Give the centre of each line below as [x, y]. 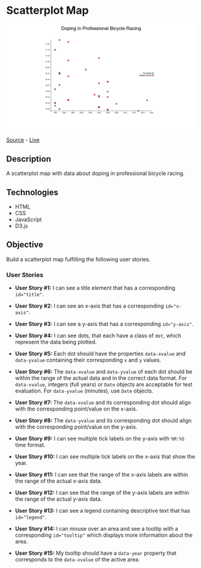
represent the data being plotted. [56, 342]
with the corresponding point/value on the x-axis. [76, 409]
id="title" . [29, 295]
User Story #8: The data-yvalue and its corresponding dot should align [103, 421]
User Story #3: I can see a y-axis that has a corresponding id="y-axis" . [104, 324]
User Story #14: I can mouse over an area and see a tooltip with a [97, 529]
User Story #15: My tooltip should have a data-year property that [96, 553]
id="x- [173, 307]
